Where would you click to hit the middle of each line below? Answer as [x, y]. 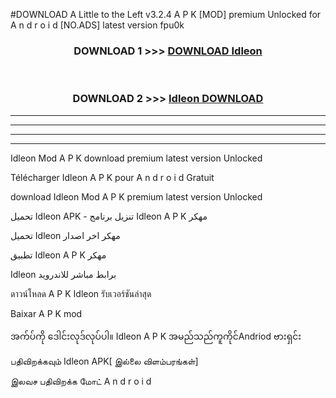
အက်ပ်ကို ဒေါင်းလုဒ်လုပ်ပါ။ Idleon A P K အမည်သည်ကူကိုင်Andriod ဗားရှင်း [156, 336]
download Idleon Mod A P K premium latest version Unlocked [136, 196]
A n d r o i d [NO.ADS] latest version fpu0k [97, 25]
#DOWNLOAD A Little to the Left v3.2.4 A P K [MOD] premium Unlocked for [166, 14]
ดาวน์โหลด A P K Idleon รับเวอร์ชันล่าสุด [81, 293]
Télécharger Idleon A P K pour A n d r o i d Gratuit [112, 177]
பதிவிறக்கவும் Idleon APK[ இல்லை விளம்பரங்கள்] [104, 361]
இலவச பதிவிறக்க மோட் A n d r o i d [81, 381]
